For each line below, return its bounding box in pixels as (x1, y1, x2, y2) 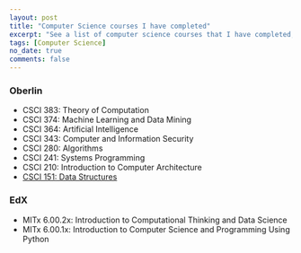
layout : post (9, 13, 58, 22)
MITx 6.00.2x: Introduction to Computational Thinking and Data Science (22, 214, 288, 225)
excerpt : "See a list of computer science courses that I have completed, (9, 30, 296, 39)
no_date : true (9, 47, 63, 56)
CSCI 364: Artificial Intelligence (22, 124, 139, 135)
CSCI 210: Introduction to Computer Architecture (22, 162, 202, 173)
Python (22, 233, 49, 244)
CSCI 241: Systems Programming (22, 153, 146, 163)
